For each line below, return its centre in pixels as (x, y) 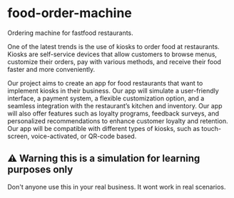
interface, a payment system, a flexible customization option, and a (106, 98)
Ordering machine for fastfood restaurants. (70, 33)
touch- (211, 128)
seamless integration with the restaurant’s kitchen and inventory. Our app (115, 105)
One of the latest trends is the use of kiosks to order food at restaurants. (113, 46)
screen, (19, 136)
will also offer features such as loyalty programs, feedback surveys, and (113, 113)
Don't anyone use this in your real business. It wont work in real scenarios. (117, 187)
